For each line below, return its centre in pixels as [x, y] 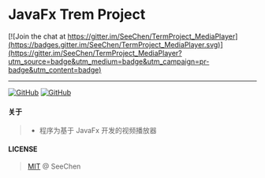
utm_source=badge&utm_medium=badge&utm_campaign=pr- [109, 61]
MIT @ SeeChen [54, 166]
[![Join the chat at [37, 36]
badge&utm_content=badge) [55, 69]
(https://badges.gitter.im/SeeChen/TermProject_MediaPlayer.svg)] [116, 44]
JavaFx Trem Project [77, 15]
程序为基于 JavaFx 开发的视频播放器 [98, 131]
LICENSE [23, 149]
